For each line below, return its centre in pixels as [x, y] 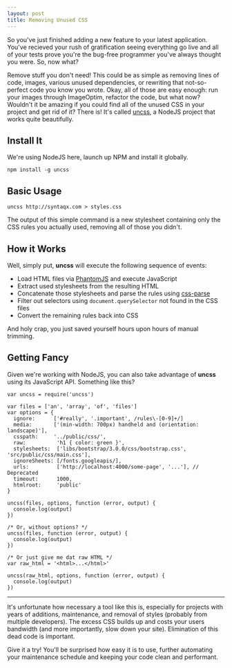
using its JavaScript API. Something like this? [71, 382]
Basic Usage [35, 191]
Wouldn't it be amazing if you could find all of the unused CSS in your [106, 104]
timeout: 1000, [43, 479]
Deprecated [23, 473]
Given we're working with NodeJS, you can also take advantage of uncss [112, 374]
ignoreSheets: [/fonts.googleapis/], [68, 461]
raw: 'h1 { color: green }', [69, 442]
